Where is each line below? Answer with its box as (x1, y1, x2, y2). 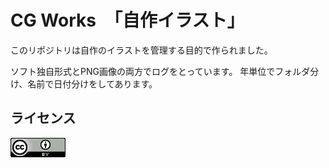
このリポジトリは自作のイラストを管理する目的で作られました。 (10, 44, 273, 56)
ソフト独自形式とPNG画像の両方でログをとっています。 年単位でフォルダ (10, 65, 311, 77)
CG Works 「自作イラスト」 (10, 9, 245, 32)
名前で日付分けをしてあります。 (27, 77, 158, 90)
